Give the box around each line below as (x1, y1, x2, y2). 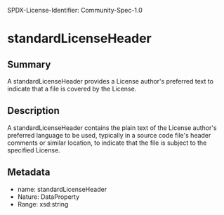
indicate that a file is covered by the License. (7, 84, 137, 93)
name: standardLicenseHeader (17, 185, 107, 193)
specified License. (7, 145, 61, 154)
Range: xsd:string (17, 200, 69, 208)
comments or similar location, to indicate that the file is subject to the (7, 138, 207, 147)
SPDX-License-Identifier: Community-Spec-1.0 (7, 6, 143, 14)
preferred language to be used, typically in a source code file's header (7, 131, 211, 139)
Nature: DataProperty (17, 193, 80, 201)
